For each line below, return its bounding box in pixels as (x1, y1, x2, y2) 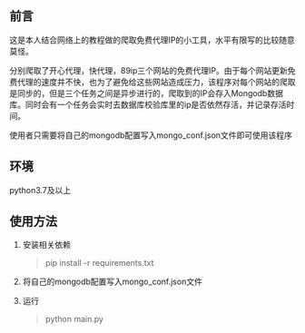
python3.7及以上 (9, 184, 71, 195)
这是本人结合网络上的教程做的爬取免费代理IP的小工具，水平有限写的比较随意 (9, 34, 295, 45)
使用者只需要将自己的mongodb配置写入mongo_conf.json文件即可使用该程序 (9, 130, 292, 141)
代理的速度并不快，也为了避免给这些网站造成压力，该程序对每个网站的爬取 (16, 76, 296, 87)
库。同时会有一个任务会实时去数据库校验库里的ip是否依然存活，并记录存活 (9, 99, 287, 110)
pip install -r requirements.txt (44, 258, 154, 269)
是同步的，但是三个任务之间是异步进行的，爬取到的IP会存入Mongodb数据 (9, 87, 284, 98)
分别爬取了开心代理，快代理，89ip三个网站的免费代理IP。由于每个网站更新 (9, 64, 289, 75)
